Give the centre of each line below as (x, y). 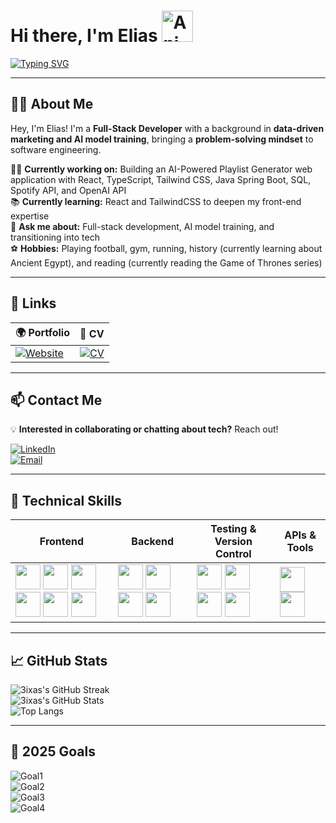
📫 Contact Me (56, 400)
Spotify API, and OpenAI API (68, 190)
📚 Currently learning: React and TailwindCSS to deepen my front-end (156, 201)
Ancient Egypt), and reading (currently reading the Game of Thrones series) (166, 262)
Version (233, 542)
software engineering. (56, 149)
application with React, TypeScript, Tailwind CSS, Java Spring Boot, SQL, (161, 179)
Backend (153, 542)
